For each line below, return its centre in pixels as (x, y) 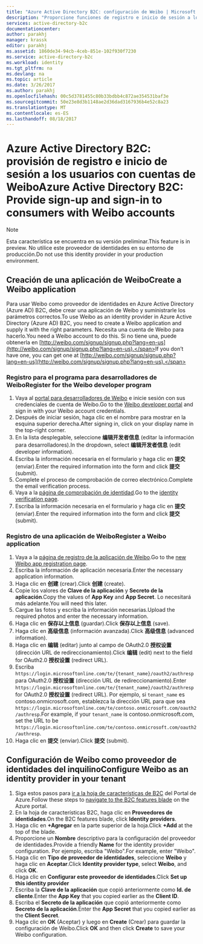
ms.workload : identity (35, 62)
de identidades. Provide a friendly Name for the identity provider (95, 845)
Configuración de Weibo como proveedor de (92, 760)
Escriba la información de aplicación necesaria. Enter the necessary (99, 570)
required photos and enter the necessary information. (82, 616)
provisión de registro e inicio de (87, 162)
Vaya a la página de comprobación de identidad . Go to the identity (96, 493)
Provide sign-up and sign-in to (84, 200)
